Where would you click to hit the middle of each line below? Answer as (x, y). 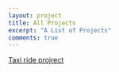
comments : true (33, 38)
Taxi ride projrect (36, 60)
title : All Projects (42, 23)
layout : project (35, 15)
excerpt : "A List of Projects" (60, 30)
